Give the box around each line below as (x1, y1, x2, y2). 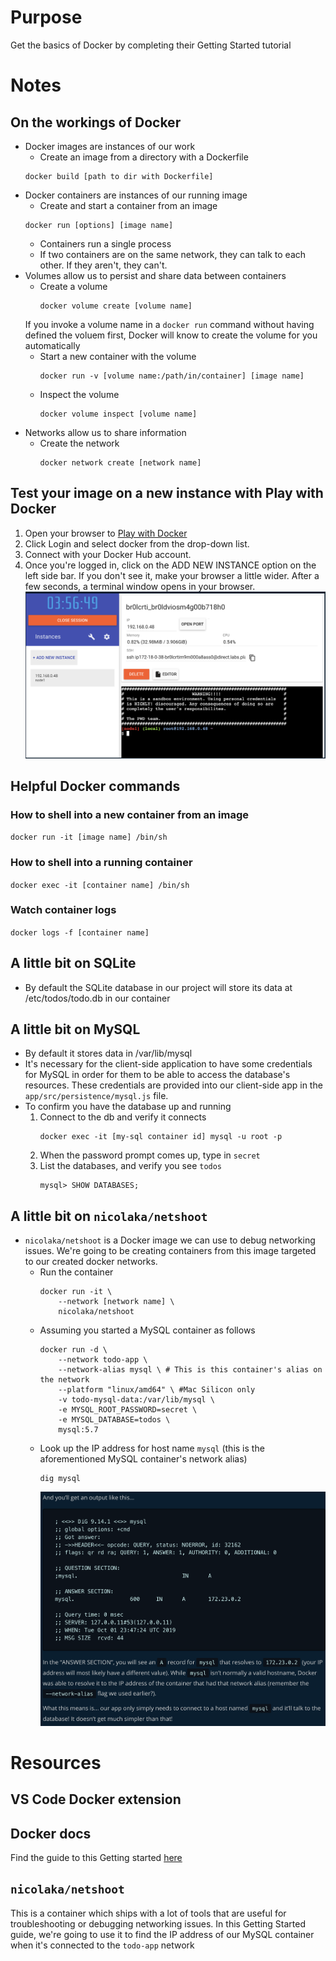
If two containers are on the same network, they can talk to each (39, 248, 307, 260)
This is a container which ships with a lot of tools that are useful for (10, 1907, 287, 1919)
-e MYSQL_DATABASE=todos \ (58, 1415, 171, 1425)
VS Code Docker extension (10, 1791, 182, 1808)
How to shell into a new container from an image (10, 807, 250, 821)
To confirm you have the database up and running (24, 1101, 232, 1113)
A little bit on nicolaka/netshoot (10, 1207, 208, 1225)
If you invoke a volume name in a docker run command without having (24, 318, 315, 330)
